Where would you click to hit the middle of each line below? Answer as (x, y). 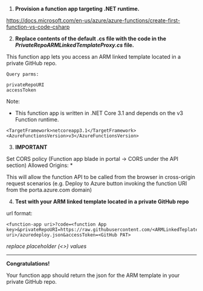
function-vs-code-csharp (38, 27)
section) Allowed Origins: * (40, 165)
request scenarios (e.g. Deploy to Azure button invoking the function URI (97, 183)
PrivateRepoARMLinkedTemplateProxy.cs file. (75, 45)
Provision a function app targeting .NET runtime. (77, 9)
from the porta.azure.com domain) (49, 190)
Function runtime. (37, 119)
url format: (19, 213)
